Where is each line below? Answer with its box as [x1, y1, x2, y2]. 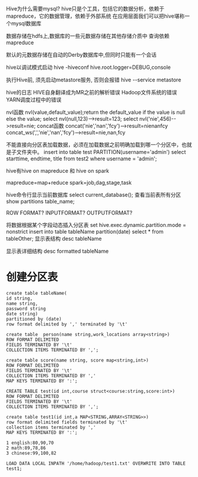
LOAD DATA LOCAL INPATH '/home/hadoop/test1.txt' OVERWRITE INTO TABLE [6, 460, 186, 466]
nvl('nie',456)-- [139, 116, 177, 122]
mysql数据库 [11, 20, 42, 27]
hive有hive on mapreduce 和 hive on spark [6, 167, 110, 174]
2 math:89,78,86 [6, 445, 46, 451]
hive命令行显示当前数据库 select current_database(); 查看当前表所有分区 [6, 191, 181, 198]
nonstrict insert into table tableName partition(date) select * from [6, 228, 164, 235]
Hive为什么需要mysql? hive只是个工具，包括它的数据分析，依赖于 [6, 5, 165, 12]
